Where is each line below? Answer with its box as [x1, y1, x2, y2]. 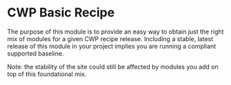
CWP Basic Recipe [7, 5, 115, 21]
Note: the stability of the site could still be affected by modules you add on [7, 62, 219, 71]
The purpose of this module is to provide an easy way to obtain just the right [7, 27, 224, 36]
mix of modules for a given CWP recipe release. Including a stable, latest [7, 34, 214, 42]
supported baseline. [7, 49, 64, 58]
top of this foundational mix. [7, 70, 87, 78]
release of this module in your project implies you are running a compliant [7, 42, 216, 50]
